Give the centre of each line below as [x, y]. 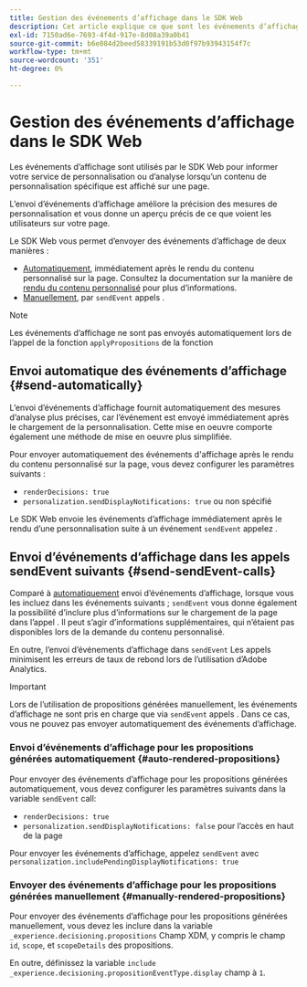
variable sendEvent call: [53, 798]
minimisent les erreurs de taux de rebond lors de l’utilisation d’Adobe [138, 659]
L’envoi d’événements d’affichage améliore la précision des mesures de [143, 204]
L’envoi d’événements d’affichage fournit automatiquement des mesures [145, 407]
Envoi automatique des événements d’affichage [148, 371]
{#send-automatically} [76, 386]
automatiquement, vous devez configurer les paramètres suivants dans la [148, 788]
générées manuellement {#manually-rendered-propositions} [148, 896]
